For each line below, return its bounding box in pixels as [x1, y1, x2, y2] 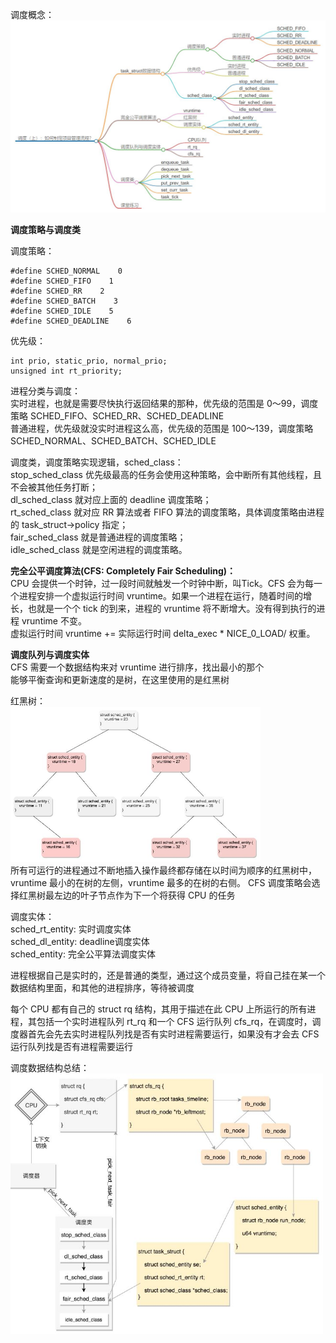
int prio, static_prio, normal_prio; [10, 356, 168, 367]
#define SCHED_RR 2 [10, 286, 105, 297]
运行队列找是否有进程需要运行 [10, 1041, 133, 1053]
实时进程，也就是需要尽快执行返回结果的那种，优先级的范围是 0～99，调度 [10, 398, 319, 410]
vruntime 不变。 [21, 615, 87, 627]
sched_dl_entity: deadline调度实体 [10, 936, 150, 948]
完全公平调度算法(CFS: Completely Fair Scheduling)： [10, 565, 237, 577]
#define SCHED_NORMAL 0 [10, 266, 123, 277]
